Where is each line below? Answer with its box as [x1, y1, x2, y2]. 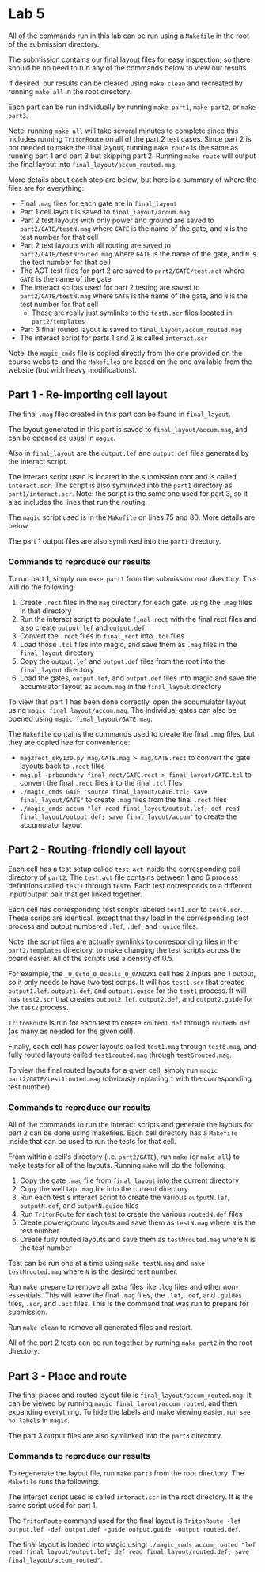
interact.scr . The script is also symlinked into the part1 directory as [8, 480, 233, 490]
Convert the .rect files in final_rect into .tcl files [19, 631, 185, 641]
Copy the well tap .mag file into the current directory [19, 1184, 188, 1194]
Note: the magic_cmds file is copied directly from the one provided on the [8, 348, 243, 358]
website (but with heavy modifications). [8, 365, 137, 374]
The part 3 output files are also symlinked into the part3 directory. [8, 1430, 223, 1440]
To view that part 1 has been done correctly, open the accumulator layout [8, 697, 247, 706]
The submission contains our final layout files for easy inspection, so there [8, 55, 251, 64]
